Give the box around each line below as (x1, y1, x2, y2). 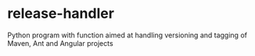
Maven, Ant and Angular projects (7, 38, 114, 47)
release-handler (7, 5, 115, 23)
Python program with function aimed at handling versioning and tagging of (7, 30, 248, 40)
